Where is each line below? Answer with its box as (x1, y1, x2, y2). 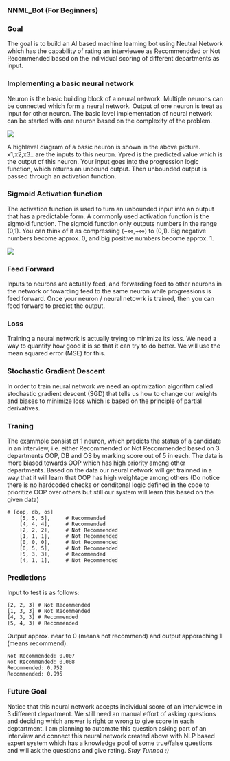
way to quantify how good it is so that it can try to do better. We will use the (7, 342, 221, 350)
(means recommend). (7, 639, 69, 647)
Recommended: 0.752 (7, 665, 63, 671)
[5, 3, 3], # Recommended (19, 551, 106, 558)
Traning (7, 421, 34, 430)
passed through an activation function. (7, 171, 117, 180)
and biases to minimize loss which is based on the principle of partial (7, 397, 203, 405)
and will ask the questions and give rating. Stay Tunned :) (7, 746, 170, 754)
